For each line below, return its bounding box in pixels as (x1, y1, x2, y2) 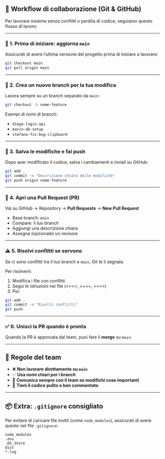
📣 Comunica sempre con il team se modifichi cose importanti (12, 377, 139, 383)
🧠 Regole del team (5, 353, 61, 362)
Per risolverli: (5, 268, 32, 274)
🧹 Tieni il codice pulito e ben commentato (12, 382, 99, 389)
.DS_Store (5, 441, 26, 446)
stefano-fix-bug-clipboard (12, 132, 68, 137)
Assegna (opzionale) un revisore (12, 231, 78, 237)
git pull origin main (5, 65, 50, 70)
